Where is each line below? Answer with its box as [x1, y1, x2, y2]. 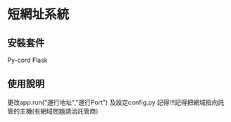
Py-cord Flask [7, 56, 48, 64]
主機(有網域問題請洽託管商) [19, 106, 99, 115]
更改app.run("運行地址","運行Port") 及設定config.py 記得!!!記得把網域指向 [7, 98, 218, 106]
